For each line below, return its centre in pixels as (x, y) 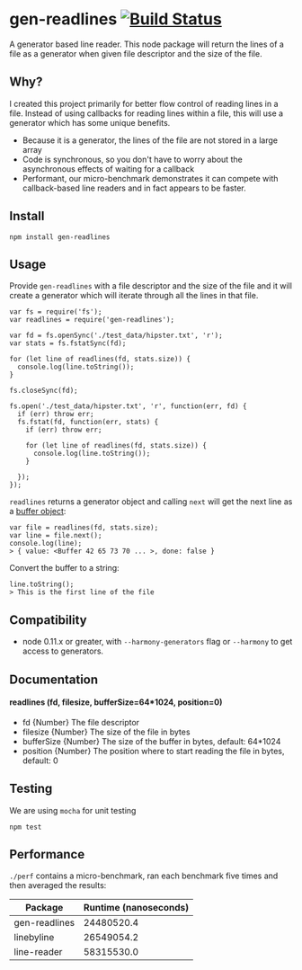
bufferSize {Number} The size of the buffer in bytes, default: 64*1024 (151, 741)
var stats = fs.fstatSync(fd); (68, 343)
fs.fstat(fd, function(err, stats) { (88, 423)
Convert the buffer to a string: (64, 568)
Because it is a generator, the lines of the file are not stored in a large (150, 140)
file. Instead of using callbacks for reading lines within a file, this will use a (147, 113)
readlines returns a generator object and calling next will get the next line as (151, 502)
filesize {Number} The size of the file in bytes (106, 732)
